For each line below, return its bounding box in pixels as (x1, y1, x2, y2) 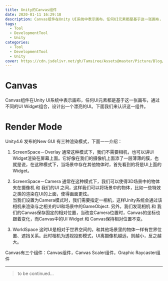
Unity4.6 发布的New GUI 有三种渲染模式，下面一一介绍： (5, 138, 122, 144)
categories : (5, 40, 30, 45)
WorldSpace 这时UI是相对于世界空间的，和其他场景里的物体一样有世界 (12, 226, 157, 232)
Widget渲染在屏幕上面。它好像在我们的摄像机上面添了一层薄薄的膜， (12, 155, 154, 161)
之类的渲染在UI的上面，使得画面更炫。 (12, 191, 91, 197)
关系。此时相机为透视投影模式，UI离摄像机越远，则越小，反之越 (29, 233, 161, 239)
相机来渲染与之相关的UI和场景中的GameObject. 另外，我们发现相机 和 (12, 203, 156, 209)
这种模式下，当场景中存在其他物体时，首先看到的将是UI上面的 (34, 161, 161, 167)
